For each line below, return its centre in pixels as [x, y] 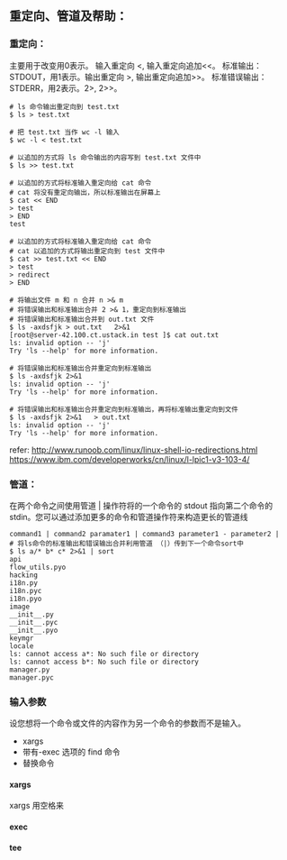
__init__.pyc [34, 622]
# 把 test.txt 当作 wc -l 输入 [64, 132]
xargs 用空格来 [37, 806]
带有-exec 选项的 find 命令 [71, 752]
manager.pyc [31, 677]
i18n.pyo [26, 599]
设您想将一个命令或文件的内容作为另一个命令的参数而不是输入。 [127, 723]
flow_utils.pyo [38, 567]
